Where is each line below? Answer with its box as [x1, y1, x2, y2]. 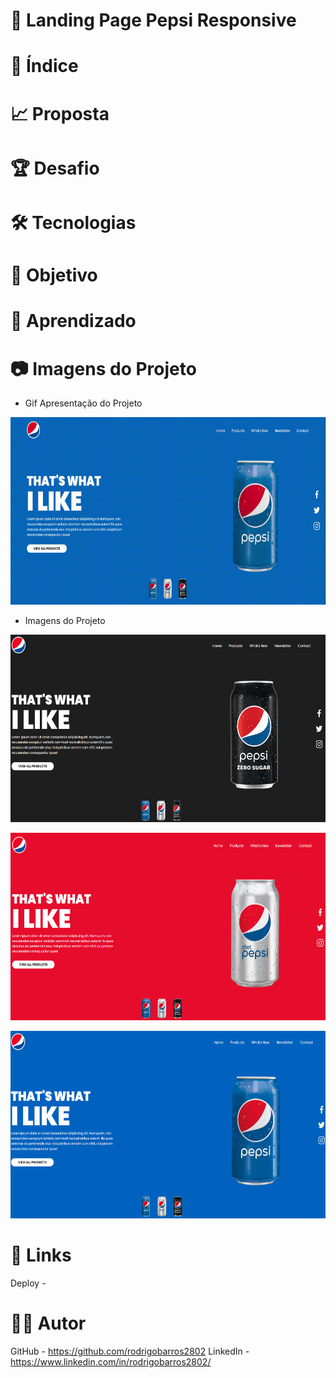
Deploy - [10, 1277, 47, 1289]
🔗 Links [10, 1244, 72, 1267]
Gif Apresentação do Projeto [24, 397, 143, 409]
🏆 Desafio [10, 157, 100, 179]
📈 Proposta [10, 102, 110, 125]
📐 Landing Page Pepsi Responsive [10, 9, 297, 32]
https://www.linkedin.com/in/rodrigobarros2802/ [10, 1356, 212, 1368]
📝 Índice [10, 55, 79, 78]
